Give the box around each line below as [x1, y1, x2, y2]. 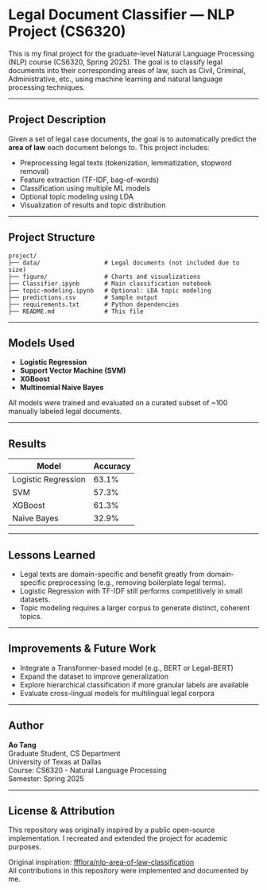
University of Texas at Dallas [8, 756, 102, 766]
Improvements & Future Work [8, 642, 157, 656]
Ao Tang [8, 740, 37, 749]
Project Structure [8, 230, 95, 244]
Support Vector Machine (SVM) [19, 366, 126, 375]
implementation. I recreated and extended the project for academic [8, 834, 228, 843]
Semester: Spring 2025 [8, 773, 85, 784]
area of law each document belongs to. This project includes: [8, 142, 210, 152]
